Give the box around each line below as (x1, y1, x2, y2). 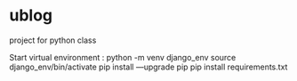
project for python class (9, 35, 97, 45)
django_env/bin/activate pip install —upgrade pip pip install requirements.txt (9, 61, 288, 72)
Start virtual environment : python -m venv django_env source (9, 52, 237, 62)
